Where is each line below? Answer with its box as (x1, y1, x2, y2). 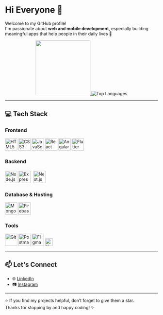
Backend (5, 158, 27, 165)
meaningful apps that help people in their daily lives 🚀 (5, 31, 113, 36)
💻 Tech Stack (5, 110, 48, 118)
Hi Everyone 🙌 (5, 4, 63, 16)
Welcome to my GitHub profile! (5, 20, 66, 26)
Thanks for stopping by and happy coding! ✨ (5, 305, 95, 311)
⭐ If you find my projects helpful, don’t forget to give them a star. (5, 297, 134, 303)
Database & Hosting (5, 191, 53, 198)
